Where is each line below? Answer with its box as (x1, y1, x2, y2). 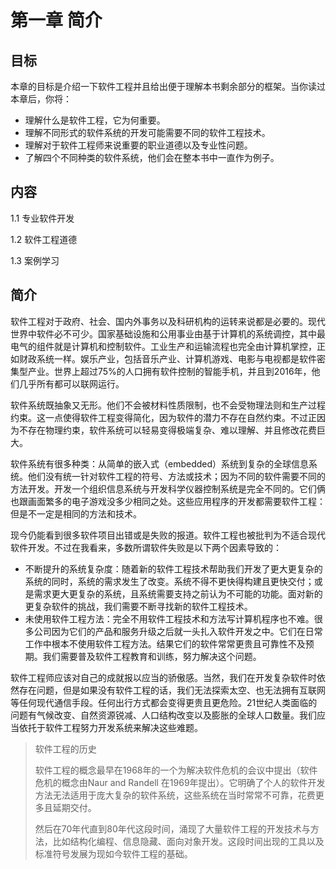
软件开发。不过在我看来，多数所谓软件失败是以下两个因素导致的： (10, 541, 282, 553)
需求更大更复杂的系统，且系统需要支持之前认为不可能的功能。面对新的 (33, 587, 323, 600)
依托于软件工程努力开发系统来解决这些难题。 (18, 721, 203, 733)
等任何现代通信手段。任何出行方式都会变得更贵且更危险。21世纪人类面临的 (10, 696, 318, 708)
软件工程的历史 (34, 742, 97, 755)
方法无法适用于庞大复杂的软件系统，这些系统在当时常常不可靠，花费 (34, 789, 316, 801)
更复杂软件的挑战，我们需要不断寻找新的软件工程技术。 (24, 600, 253, 612)
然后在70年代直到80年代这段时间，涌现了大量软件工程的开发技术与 (34, 822, 311, 835)
